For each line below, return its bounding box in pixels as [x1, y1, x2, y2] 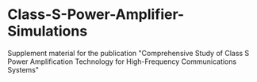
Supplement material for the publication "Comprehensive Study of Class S [7, 48, 250, 58]
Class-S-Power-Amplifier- [7, 6, 185, 24]
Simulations [7, 22, 88, 40]
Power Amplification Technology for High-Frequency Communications [7, 57, 237, 66]
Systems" [7, 65, 40, 74]
